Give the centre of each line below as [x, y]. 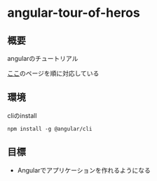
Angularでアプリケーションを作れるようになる [84, 170]
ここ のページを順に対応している [53, 73]
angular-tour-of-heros [74, 13]
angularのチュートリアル [43, 58]
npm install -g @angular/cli [50, 129]
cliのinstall [22, 115]
